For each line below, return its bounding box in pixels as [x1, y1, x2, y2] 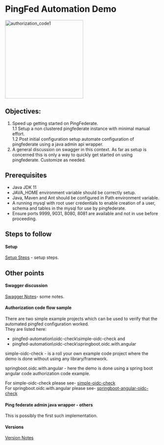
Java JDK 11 [12, 184, 37, 190]
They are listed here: [5, 326, 47, 332]
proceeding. [12, 216, 37, 222]
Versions [5, 424, 24, 430]
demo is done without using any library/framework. [5, 355, 108, 361]
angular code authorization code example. [5, 370, 91, 376]
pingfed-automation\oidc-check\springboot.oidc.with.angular [12, 341, 136, 347]
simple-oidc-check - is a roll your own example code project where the [5, 350, 148, 356]
